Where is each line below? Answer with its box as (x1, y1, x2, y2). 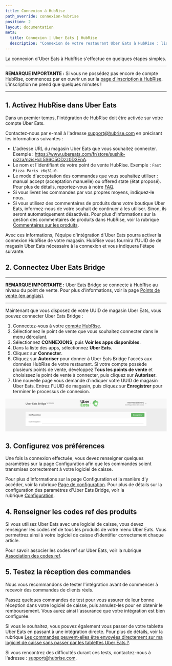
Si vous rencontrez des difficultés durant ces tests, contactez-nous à (5, 649, 151, 655)
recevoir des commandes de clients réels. (5, 586, 94, 593)
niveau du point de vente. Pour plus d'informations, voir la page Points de (5, 287, 160, 293)
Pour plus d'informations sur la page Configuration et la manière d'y (5, 476, 148, 483)
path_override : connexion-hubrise (5, 13, 79, 19)
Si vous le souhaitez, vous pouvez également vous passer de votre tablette (5, 623, 164, 629)
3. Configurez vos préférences (5, 441, 105, 450)
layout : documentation (5, 25, 54, 30)
